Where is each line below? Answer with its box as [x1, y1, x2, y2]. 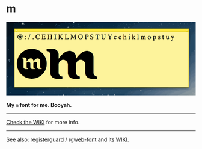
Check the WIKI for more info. [6, 119, 80, 126]
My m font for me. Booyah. [6, 102, 72, 109]
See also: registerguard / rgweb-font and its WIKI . [6, 136, 129, 143]
